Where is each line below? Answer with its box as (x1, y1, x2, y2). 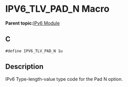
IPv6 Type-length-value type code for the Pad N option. (5, 76, 123, 82)
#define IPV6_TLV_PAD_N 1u (5, 48, 63, 54)
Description (5, 62, 44, 71)
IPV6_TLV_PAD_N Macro (5, 3, 110, 15)
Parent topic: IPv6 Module (5, 20, 60, 26)
